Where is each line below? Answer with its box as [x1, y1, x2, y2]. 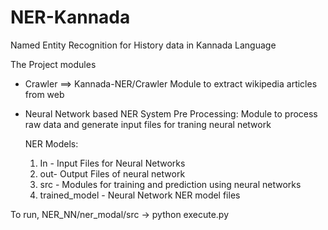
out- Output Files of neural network [39, 167, 186, 180]
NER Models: [24, 137, 79, 150]
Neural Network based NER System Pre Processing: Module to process [24, 107, 318, 120]
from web [24, 88, 65, 100]
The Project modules [10, 58, 97, 70]
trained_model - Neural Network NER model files [39, 189, 241, 201]
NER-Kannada [10, 6, 131, 29]
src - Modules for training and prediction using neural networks [39, 178, 302, 190]
